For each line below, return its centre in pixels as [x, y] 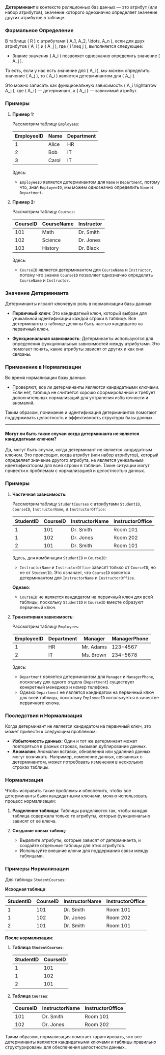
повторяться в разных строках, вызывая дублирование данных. [80, 746]
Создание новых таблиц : [39, 831]
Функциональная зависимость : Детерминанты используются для [83, 338]
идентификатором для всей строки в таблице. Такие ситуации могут [77, 466]
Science [51, 240]
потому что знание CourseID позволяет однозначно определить [86, 275]
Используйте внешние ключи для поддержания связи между [84, 851]
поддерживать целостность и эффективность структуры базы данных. [79, 418]
